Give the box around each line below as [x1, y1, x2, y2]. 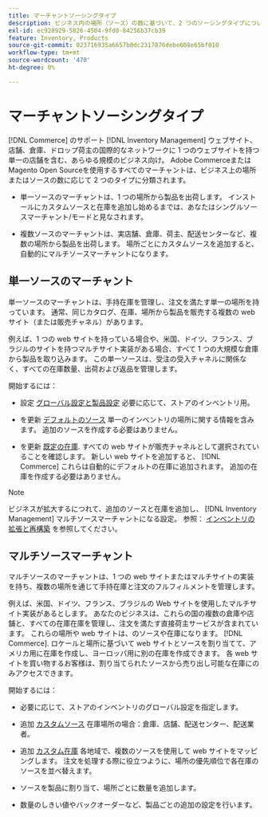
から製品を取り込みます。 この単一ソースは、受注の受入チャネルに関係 [8, 354, 240, 363]
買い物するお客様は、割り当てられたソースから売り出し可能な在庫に [29, 658, 253, 668]
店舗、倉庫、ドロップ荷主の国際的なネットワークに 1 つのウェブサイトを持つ [8, 145, 260, 155]
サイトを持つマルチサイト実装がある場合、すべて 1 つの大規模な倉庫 [35, 344, 259, 353]
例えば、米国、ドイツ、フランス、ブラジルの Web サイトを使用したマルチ [8, 599, 250, 608]
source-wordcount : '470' [8, 57, 91, 65]
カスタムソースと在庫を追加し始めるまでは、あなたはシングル [41, 202, 244, 211]
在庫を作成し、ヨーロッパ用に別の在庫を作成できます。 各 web [42, 649, 250, 658]
